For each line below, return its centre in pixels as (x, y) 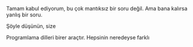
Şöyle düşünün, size (31, 26)
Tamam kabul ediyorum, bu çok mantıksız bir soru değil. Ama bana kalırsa (97, 9)
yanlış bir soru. (24, 15)
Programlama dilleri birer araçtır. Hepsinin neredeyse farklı (78, 37)
